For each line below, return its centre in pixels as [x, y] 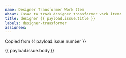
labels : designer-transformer [36, 23]
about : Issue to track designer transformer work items [63, 14]
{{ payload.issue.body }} [30, 51]
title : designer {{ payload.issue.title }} [50, 18]
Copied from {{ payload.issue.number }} [46, 41]
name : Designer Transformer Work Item [45, 9]
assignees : [16, 28]
